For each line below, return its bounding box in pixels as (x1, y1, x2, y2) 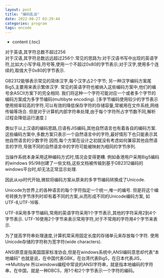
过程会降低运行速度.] (5, 115, 47, 121)
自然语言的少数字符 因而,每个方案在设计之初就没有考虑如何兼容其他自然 (9, 138, 153, 143)
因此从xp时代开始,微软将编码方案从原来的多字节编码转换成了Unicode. (5, 177, 145, 183)
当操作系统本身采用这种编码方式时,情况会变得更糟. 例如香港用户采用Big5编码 (5, 154, 160, 160)
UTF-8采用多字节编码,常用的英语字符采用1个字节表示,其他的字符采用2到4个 (5, 210, 157, 216)
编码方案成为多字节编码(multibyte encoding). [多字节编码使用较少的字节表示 (5, 96, 158, 102)
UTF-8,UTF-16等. (5, 199, 40, 205)
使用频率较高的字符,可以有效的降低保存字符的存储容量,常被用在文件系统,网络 (5, 103, 159, 109)
